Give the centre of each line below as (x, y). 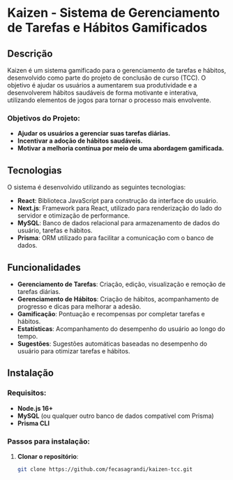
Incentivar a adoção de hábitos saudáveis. (80, 141)
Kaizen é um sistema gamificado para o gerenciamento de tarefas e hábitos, (117, 70)
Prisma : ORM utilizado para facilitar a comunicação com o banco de (115, 238)
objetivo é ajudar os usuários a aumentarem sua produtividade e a (102, 85)
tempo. (28, 336)
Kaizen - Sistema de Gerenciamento (114, 13)
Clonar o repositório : (48, 456)
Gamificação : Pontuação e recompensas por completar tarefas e (111, 313)
